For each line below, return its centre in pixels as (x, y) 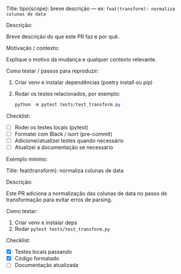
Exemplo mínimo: (27, 159)
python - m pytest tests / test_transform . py (68, 105)
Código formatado (37, 259)
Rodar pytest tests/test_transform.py (62, 229)
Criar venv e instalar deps (46, 223)
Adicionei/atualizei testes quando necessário (69, 141)
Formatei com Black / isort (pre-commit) (63, 134)
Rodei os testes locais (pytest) (51, 127)
